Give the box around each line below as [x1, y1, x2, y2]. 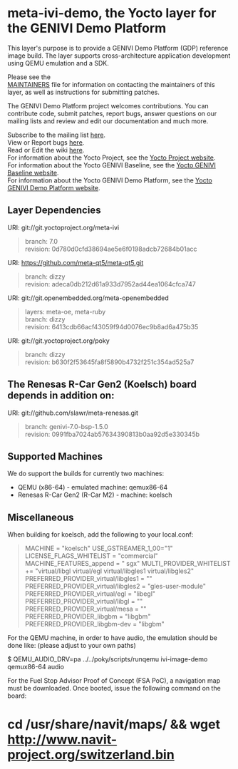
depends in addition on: [7, 390, 115, 402]
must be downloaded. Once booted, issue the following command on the [7, 684, 221, 693]
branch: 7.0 [24, 237, 58, 245]
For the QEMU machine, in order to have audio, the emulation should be [7, 634, 217, 642]
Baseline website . [7, 168, 59, 177]
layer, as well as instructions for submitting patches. [7, 88, 160, 96]
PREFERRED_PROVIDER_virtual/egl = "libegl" [24, 589, 155, 598]
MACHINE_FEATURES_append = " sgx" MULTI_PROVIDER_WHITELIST [24, 559, 231, 568]
